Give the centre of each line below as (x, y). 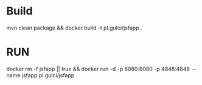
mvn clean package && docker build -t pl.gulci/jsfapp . (74, 28)
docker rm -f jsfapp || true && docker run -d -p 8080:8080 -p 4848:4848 (98, 69)
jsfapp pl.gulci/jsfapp (48, 75)
